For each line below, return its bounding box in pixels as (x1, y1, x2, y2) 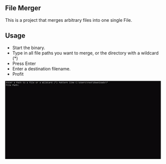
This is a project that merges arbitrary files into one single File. (5, 17, 132, 23)
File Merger (5, 4, 41, 12)
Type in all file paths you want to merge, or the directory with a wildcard (12, 50, 159, 56)
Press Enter (12, 60, 36, 66)
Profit (12, 71, 24, 77)
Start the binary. (12, 45, 45, 51)
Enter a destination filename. (12, 65, 71, 71)
